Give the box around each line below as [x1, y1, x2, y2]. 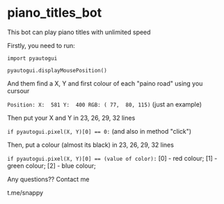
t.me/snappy [7, 188, 44, 196]
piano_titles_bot [7, 5, 102, 21]
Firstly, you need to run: [7, 41, 75, 49]
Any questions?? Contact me [7, 175, 90, 183]
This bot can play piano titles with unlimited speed [7, 28, 151, 36]
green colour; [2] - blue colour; [7, 162, 96, 170]
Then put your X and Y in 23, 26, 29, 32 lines [7, 113, 136, 122]
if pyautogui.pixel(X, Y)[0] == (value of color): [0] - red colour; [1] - [7, 154, 218, 162]
